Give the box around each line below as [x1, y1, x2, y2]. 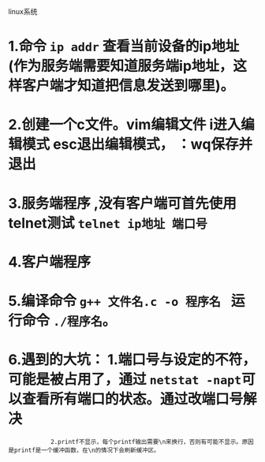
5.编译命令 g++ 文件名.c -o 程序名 [8, 292, 221, 310]
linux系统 [8, 7, 38, 16]
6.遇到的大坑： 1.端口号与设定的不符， [8, 351, 256, 369]
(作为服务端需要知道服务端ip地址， [8, 58, 233, 75]
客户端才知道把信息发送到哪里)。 [22, 77, 235, 95]
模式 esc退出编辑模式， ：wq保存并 [22, 136, 253, 154]
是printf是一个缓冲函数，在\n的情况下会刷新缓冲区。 [8, 446, 160, 454]
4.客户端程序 [8, 253, 91, 270]
